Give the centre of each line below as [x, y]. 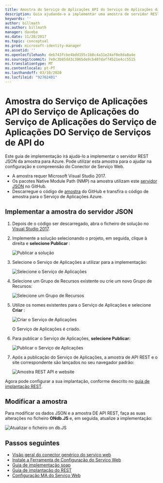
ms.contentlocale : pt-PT [30, 69]
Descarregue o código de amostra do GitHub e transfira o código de [80, 191]
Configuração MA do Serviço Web [46, 475]
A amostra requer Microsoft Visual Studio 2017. [59, 176]
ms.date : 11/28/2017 [26, 37]
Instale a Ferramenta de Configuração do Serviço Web [66, 460]
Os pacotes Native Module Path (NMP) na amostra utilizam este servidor [85, 181]
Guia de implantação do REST [42, 470]
